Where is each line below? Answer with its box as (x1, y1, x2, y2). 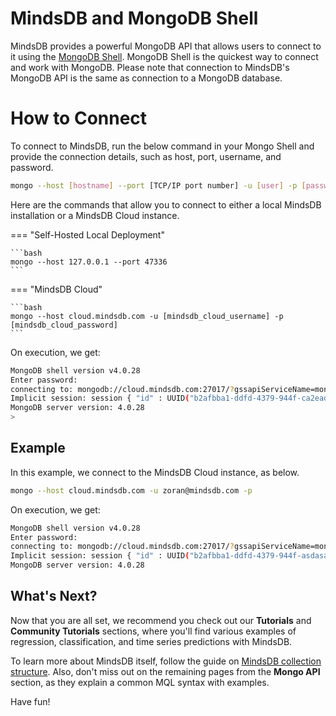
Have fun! (10, 695, 51, 707)
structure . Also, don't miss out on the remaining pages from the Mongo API (10, 665, 321, 677)
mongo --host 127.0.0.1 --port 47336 (10, 257, 168, 267)
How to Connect (10, 107, 148, 130)
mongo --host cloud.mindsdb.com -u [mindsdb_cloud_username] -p (10, 311, 284, 321)
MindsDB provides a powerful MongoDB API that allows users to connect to (10, 40, 322, 52)
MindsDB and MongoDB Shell (10, 7, 259, 30)
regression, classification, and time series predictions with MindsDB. (10, 635, 293, 647)
